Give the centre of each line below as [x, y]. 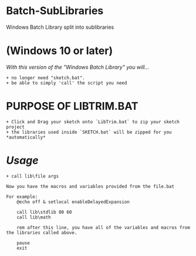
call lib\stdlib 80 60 [44, 212]
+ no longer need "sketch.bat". [45, 78]
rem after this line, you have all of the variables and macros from [104, 227]
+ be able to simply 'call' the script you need [67, 83]
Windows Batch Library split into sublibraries [60, 27]
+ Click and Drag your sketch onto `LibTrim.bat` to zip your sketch [93, 122]
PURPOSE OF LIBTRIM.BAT [72, 106]
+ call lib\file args [33, 176]
